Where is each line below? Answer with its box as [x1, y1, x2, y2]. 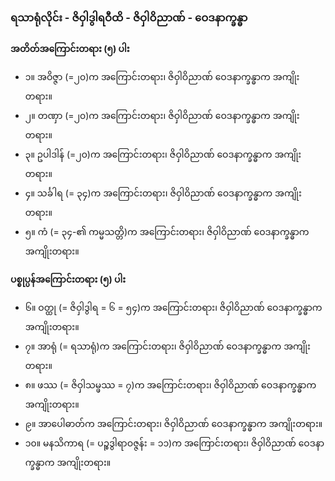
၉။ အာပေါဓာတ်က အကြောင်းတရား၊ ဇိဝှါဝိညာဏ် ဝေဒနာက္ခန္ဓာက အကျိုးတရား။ [24, 418, 323, 430]
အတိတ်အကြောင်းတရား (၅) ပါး [10, 43, 130, 55]
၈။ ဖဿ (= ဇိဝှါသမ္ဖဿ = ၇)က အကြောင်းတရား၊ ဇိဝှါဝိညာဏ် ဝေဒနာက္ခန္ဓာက [24, 379, 317, 391]
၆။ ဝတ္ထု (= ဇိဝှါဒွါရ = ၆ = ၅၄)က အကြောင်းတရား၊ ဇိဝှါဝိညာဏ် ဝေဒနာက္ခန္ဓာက [24, 302, 323, 314]
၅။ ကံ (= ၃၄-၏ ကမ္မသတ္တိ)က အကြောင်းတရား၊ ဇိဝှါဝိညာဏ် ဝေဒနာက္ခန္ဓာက [24, 226, 310, 238]
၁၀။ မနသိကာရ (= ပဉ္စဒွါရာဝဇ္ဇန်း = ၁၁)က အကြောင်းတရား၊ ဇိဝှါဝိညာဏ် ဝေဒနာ [24, 437, 325, 449]
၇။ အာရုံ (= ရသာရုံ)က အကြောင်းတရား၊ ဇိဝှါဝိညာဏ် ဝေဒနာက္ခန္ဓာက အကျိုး [24, 340, 311, 352]
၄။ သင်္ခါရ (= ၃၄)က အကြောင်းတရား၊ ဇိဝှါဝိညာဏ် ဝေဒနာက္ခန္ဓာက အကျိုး [24, 187, 302, 199]
